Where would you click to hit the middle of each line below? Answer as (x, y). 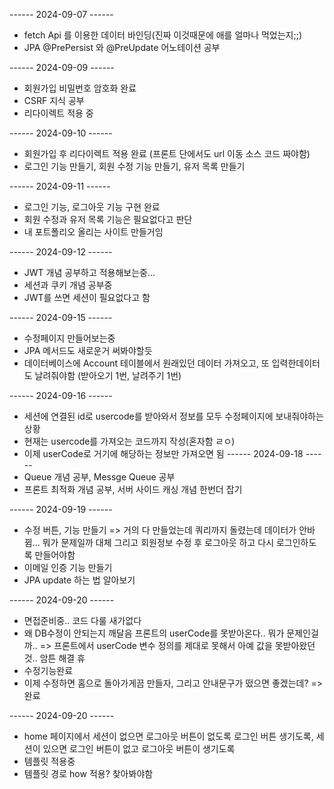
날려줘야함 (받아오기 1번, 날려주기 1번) (108, 375)
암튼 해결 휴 (62, 658)
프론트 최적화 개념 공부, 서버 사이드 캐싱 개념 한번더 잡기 (133, 489)
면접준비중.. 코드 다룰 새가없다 (82, 620)
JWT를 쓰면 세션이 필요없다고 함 (87, 297)
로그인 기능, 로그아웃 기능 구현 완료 (92, 207)
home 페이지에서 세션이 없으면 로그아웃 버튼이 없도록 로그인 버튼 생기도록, (168, 736)
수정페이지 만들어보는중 (69, 338)
